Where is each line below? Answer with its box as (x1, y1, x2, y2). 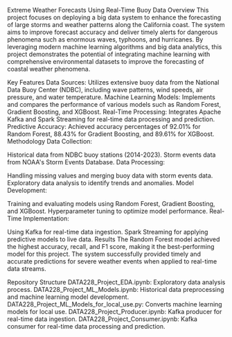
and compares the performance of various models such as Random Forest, (7, 101, 222, 108)
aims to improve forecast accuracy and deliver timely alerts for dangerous (7, 28, 218, 36)
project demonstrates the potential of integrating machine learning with (7, 50, 211, 58)
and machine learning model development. (7, 293, 130, 301)
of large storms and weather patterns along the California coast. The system (7, 21, 225, 28)
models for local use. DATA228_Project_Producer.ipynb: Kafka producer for (7, 308, 222, 316)
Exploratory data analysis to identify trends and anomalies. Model (7, 179, 194, 187)
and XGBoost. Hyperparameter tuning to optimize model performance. (7, 207, 208, 215)
